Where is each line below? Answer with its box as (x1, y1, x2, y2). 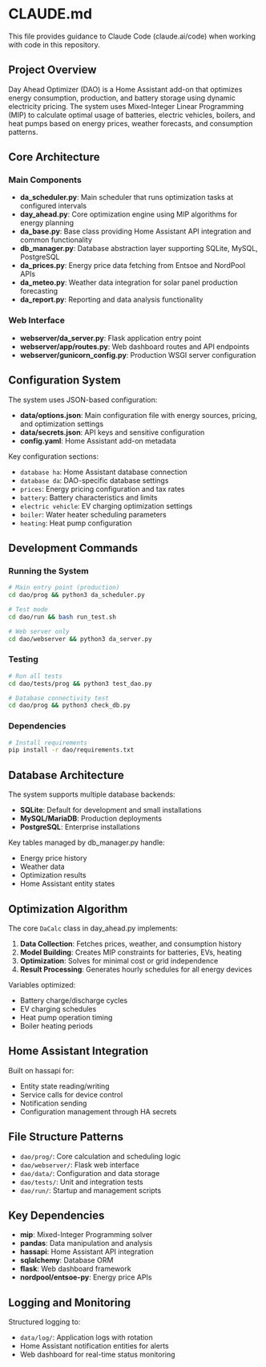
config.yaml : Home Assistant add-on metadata (19, 436, 176, 445)
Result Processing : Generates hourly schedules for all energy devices (19, 964, 252, 974)
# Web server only (8, 627, 70, 635)
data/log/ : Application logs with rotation (19, 1333, 154, 1342)
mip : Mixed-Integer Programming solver (19, 1230, 153, 1239)
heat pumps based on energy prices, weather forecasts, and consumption (8, 118, 253, 128)
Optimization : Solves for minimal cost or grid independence (19, 955, 219, 965)
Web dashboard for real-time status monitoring (19, 1349, 175, 1360)
